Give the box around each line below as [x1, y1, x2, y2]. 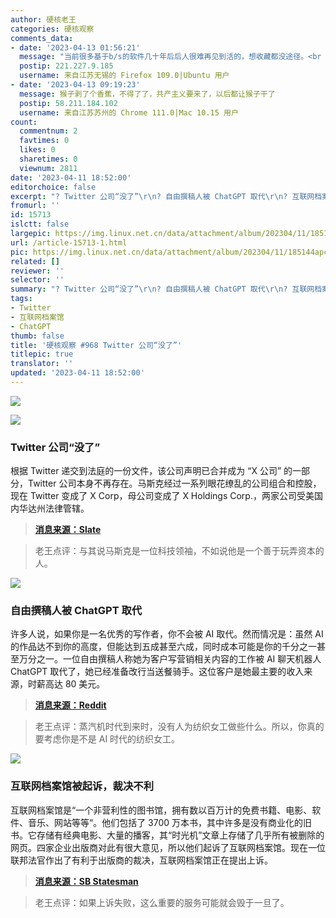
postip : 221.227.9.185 [19, 61, 114, 71]
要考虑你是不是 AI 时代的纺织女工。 [34, 733, 181, 745]
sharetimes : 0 [19, 154, 78, 164]
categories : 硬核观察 [10, 24, 95, 34]
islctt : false [10, 219, 70, 230]
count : [10, 117, 38, 127]
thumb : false [10, 331, 65, 341]
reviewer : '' [10, 266, 65, 276]
